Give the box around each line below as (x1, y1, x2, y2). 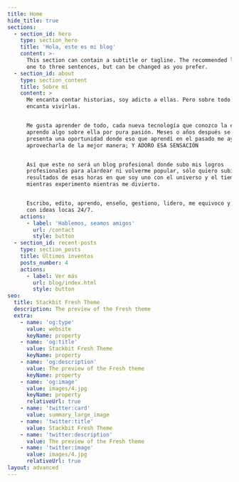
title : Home (7, 10, 43, 18)
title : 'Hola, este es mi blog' (20, 43, 116, 50)
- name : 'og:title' (20, 338, 78, 346)
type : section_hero (20, 37, 78, 44)
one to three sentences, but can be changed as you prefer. (26, 63, 208, 70)
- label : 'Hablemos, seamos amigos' (26, 220, 135, 227)
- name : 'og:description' (20, 358, 97, 365)
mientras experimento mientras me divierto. (26, 181, 161, 188)
